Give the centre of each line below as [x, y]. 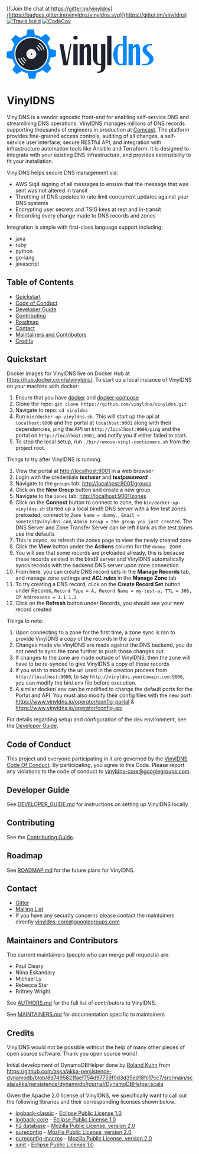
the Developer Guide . [32, 726]
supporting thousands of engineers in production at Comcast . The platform [98, 129]
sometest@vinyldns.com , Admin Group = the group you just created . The [104, 522]
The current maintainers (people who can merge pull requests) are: [88, 955]
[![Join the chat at [28, 9]
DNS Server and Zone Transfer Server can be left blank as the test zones [104, 528]
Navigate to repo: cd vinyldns [51, 410]
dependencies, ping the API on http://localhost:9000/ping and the [98, 429]
